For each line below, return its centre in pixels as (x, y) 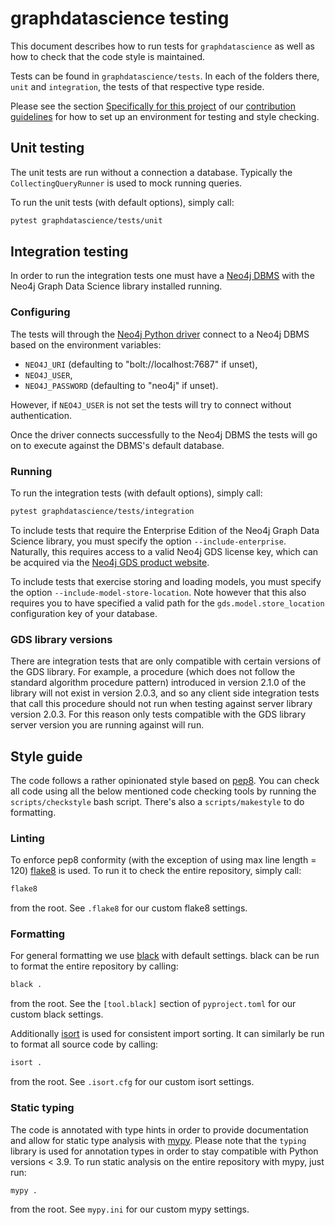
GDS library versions (61, 639)
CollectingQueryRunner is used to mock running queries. (126, 183)
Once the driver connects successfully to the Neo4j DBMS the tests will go (164, 434)
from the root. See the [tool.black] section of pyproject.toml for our (153, 1004)
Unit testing (47, 148)
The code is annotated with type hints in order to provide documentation (159, 1129)
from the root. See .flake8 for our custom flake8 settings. (129, 908)
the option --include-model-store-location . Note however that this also (158, 592)
